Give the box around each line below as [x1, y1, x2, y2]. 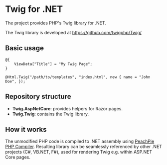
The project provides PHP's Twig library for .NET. [5, 20, 106, 26]
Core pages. [5, 154, 31, 160]
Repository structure [5, 92, 71, 101]
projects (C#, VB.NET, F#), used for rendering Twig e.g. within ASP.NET [5, 149, 153, 155]
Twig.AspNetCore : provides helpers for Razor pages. [12, 105, 123, 111]
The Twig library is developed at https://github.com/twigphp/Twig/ [5, 29, 142, 35]
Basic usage [5, 44, 44, 53]
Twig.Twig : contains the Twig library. [12, 111, 89, 117]
